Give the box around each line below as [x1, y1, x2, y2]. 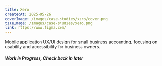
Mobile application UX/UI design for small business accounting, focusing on [5, 39, 158, 44]
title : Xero [5, 7, 29, 12]
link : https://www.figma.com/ [5, 25, 67, 30]
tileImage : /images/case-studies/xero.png [5, 21, 93, 26]
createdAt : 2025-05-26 [5, 12, 51, 17]
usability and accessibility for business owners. [5, 44, 101, 50]
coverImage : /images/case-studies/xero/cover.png [5, 16, 108, 21]
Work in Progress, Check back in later [5, 55, 84, 61]
